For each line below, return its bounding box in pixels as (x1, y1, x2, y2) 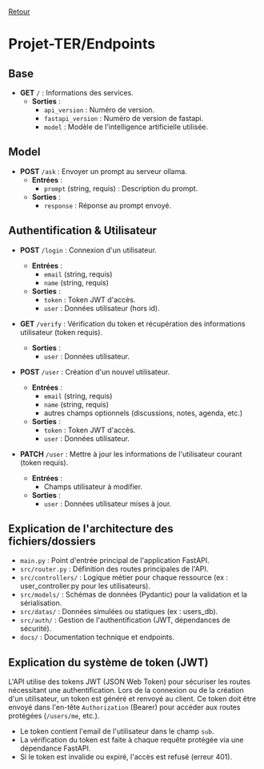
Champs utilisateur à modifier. (43, 481, 142, 492)
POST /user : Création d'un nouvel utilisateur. (19, 366, 170, 376)
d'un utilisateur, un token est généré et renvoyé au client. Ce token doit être (8, 694, 257, 704)
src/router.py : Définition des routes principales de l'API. (19, 565, 209, 574)
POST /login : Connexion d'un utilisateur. (19, 245, 158, 255)
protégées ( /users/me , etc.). (8, 711, 100, 721)
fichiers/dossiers (8, 535, 96, 548)
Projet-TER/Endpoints (8, 35, 156, 53)
